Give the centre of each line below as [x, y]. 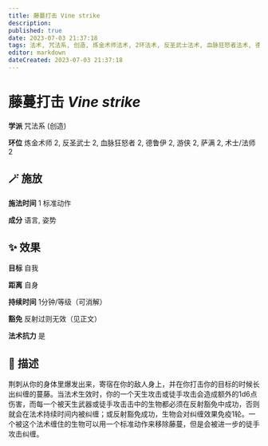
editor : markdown [37, 53]
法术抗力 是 [27, 336]
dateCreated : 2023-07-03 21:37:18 [66, 61]
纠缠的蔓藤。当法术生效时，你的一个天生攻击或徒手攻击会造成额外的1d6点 [136, 394]
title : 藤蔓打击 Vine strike [54, 16]
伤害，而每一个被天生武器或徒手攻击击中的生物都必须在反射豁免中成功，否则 [134, 405]
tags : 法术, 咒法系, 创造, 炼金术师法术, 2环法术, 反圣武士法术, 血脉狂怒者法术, [130, 45]
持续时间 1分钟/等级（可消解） [57, 302]
